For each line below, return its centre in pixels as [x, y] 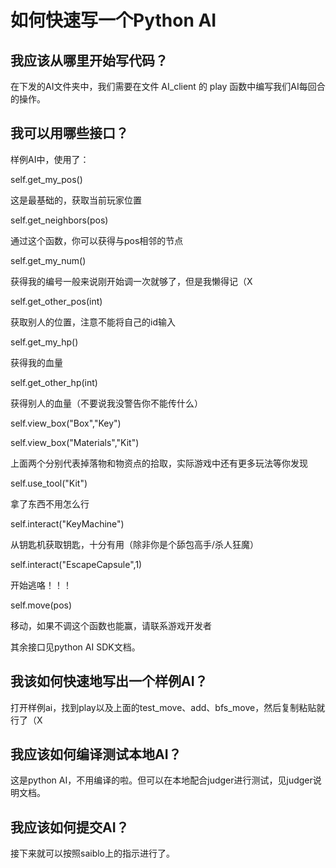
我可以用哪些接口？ [69, 133]
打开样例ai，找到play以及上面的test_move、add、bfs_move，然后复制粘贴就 [168, 707]
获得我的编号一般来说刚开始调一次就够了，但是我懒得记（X [131, 281]
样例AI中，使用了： [50, 159]
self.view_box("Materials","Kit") [75, 442]
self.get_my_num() [48, 260]
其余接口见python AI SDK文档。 [75, 647]
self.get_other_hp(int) [54, 382]
